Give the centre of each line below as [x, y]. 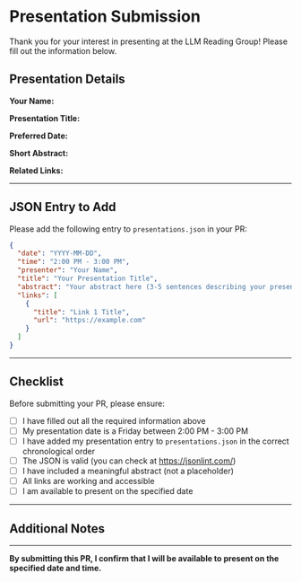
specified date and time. [56, 568]
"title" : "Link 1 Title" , [81, 312]
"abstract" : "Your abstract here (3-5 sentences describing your [142, 287]
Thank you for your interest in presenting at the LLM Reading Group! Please [149, 41]
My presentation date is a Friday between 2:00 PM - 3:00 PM [135, 431]
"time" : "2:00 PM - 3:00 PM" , [73, 262]
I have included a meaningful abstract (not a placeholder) [128, 471]
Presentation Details [67, 79]
